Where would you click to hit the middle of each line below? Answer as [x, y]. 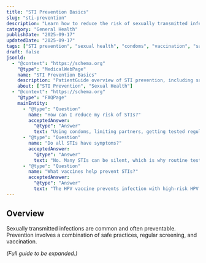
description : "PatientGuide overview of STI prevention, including [105, 80]
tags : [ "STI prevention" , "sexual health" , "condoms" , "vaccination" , [98, 47]
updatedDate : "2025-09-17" [41, 40]
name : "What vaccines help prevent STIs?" [83, 172]
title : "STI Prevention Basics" [48, 12]
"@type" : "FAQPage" [42, 97]
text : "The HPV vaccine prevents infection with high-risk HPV [116, 189]
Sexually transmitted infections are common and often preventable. [91, 228]
